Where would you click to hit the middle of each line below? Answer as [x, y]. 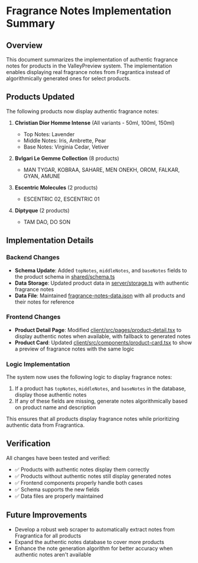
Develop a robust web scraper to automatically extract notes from [95, 529]
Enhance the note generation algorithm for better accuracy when [94, 548]
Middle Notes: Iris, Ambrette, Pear [65, 140]
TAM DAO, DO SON [47, 222]
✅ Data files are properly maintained [59, 496]
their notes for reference [45, 302]
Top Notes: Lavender [49, 134]
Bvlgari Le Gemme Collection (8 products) [67, 158]
